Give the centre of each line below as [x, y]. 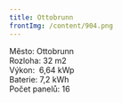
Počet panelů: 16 [40, 89]
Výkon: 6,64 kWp [42, 70]
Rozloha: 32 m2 [38, 60]
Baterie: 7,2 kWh [39, 79]
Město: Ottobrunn [41, 51]
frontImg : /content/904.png [61, 26]
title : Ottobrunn [41, 17]
